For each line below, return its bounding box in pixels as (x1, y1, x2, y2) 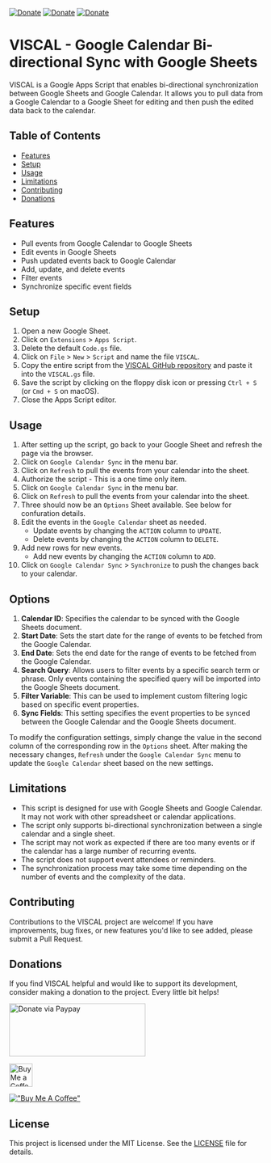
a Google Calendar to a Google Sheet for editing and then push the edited (9, 97, 254, 107)
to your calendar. (20, 569, 77, 578)
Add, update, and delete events (20, 264, 126, 274)
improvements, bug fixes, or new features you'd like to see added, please (9, 925, 253, 935)
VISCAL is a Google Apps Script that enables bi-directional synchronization (9, 79, 259, 89)
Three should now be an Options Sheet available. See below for (20, 500, 232, 510)
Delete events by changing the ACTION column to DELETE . (32, 535, 219, 544)
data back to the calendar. (9, 105, 96, 115)
